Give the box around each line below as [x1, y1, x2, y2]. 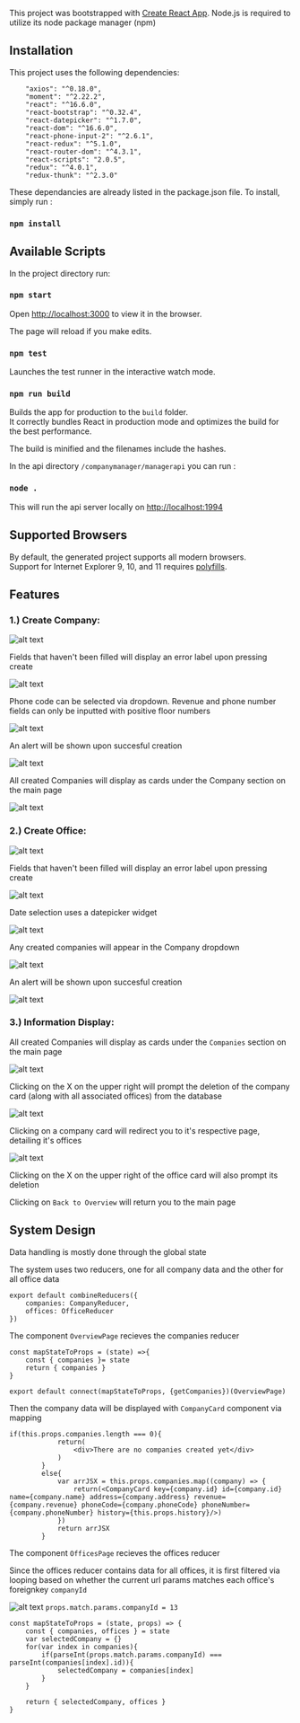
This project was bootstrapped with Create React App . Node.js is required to [9, 8, 291, 18]
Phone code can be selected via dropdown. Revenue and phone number [9, 696, 277, 707]
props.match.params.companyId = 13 [45, 1603, 178, 1612]
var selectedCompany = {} [25, 1634, 123, 1643]
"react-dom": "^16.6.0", [25, 123, 118, 133]
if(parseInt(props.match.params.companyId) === [41, 1650, 222, 1659]
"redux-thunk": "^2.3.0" [25, 171, 118, 180]
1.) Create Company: [9, 614, 101, 626]
